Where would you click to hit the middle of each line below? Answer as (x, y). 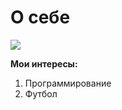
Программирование (68, 83)
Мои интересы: (44, 63)
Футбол (41, 93)
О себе (40, 17)
